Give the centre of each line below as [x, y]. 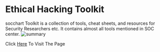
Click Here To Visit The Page [35, 43]
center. [13, 34]
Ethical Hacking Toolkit [55, 9]
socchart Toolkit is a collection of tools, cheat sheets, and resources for [80, 23]
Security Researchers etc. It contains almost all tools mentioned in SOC [80, 28]
